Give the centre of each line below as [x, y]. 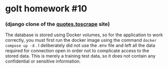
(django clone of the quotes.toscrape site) [58, 24]
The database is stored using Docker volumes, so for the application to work [84, 35]
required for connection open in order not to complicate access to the [77, 51]
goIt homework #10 [46, 9]
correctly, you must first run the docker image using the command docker [81, 40]
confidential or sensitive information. [43, 61]
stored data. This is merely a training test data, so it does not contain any [80, 56]
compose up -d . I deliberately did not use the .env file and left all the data [80, 46]
